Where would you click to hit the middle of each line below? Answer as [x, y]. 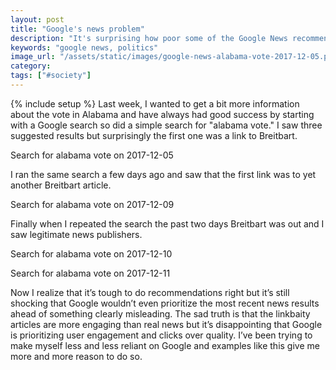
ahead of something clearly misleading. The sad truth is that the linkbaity [160, 313]
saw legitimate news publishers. [76, 234]
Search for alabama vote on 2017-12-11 [90, 273]
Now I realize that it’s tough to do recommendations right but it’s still [150, 292]
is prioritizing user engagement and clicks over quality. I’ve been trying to [161, 335]
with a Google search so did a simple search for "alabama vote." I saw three [166, 125]
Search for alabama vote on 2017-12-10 [91, 253]
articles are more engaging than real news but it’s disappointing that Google [166, 324]
